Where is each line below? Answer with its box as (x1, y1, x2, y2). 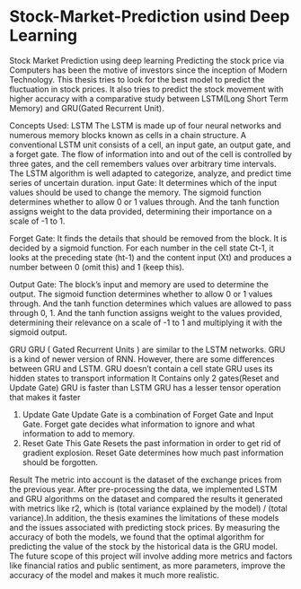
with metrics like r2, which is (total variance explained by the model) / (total (9, 503, 288, 514)
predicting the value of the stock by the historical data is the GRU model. (9, 541, 279, 551)
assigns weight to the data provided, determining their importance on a (9, 206, 272, 216)
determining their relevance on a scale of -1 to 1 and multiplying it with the (9, 317, 283, 328)
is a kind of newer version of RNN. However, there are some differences (9, 353, 276, 365)
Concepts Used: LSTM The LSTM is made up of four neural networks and (9, 119, 281, 131)
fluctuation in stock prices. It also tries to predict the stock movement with (9, 84, 284, 94)
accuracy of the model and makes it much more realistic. (9, 569, 220, 580)
